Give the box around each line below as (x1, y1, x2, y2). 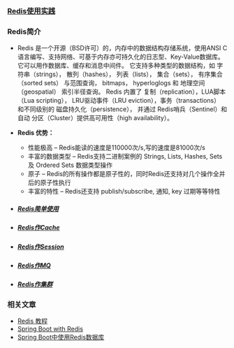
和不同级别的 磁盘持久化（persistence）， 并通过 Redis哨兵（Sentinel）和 (17, 105, 228, 113)
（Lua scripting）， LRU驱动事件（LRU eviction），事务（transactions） (17, 96, 220, 105)
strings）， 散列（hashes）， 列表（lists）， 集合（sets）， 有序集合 (36, 70, 224, 78)
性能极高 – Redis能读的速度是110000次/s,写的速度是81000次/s (27, 143, 206, 152)
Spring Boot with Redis (17, 325, 84, 333)
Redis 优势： (17, 129, 54, 137)
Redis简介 (7, 27, 41, 36)
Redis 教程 (17, 317, 48, 326)
